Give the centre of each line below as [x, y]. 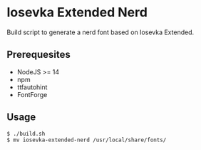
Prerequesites [38, 55]
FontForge [32, 94]
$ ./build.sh [26, 134]
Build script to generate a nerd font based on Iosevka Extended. [100, 32]
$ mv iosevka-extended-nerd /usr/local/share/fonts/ [87, 140]
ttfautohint [32, 87]
